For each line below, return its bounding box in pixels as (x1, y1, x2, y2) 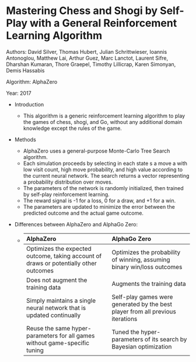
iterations (111, 315, 138, 323)
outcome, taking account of (26, 251, 102, 260)
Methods (14, 136, 36, 143)
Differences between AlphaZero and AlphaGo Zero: (14, 220, 138, 227)
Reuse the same (26, 324, 71, 332)
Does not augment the (26, 276, 87, 284)
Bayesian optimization (111, 342, 172, 350)
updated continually (26, 311, 81, 319)
